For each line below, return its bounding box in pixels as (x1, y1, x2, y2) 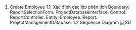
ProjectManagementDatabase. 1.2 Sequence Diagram (9, 19, 119, 25)
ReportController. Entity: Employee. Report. (9, 15, 98, 20)
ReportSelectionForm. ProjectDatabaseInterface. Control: (9, 9, 127, 15)
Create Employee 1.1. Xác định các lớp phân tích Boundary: (9, 4, 130, 10)
